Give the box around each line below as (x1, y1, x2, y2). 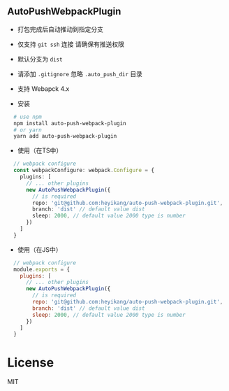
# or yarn (13, 126, 42, 134)
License (7, 355, 54, 370)
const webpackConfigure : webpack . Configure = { (13, 167, 155, 174)
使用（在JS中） (17, 245, 62, 254)
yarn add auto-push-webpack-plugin (13, 133, 117, 140)
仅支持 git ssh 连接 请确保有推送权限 (17, 40, 124, 48)
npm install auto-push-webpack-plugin (13, 120, 127, 127)
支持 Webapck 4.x (17, 84, 70, 93)
